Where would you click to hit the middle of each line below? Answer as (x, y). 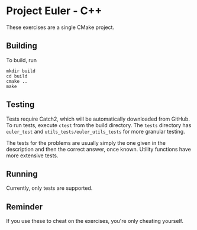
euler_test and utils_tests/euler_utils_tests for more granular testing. (96, 131)
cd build (17, 76)
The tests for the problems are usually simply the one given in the (86, 142)
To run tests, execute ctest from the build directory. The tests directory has (99, 125)
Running (22, 174)
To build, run (22, 60)
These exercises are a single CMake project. (60, 27)
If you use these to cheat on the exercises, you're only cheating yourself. (95, 221)
